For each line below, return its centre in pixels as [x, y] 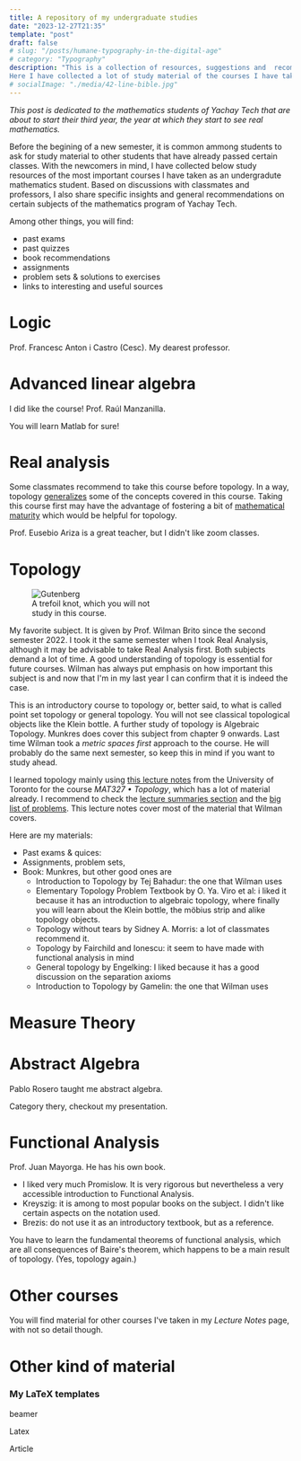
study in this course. [69, 613]
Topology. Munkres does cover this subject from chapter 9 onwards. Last [145, 734]
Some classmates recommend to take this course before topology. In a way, [149, 487]
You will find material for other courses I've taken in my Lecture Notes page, [149, 1320]
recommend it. [62, 938]
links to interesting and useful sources [93, 286]
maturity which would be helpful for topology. [93, 515]
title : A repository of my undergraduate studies [104, 18]
